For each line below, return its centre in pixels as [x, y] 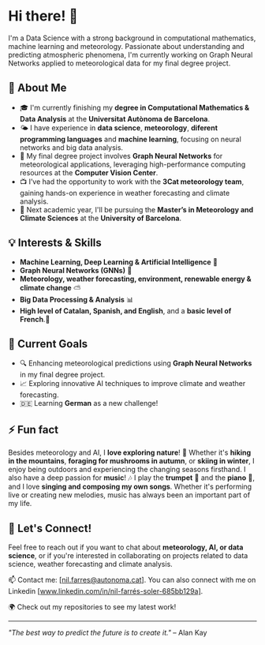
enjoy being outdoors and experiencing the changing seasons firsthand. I [127, 470]
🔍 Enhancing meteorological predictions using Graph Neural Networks [136, 363]
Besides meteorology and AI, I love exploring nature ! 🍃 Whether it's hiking [130, 452]
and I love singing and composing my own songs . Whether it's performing [130, 487]
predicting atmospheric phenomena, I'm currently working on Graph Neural [131, 54]
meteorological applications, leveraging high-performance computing [132, 164]
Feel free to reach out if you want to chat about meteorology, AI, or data [126, 547]
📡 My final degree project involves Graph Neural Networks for [121, 156]
